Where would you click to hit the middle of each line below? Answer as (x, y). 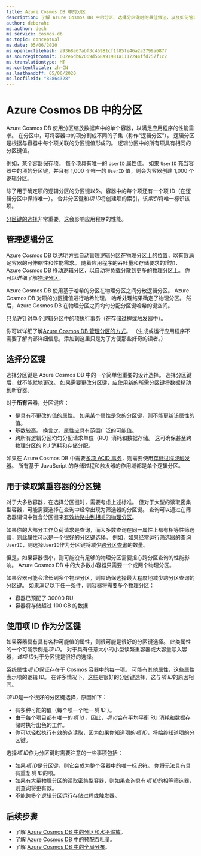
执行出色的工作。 (46, 725)
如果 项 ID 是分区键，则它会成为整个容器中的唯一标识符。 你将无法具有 (100, 765)
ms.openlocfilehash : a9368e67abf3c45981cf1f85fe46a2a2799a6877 (87, 51)
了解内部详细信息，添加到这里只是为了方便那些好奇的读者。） (91, 338)
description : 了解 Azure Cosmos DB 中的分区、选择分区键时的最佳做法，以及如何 (98, 17)
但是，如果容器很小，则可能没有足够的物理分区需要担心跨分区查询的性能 (95, 557)
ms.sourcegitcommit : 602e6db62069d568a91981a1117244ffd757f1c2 (87, 56)
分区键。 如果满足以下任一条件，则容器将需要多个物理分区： (80, 585)
